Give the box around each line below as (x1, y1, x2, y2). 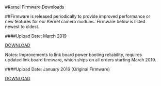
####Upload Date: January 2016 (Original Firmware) (5, 66, 110, 72)
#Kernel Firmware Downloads (5, 4, 64, 10)
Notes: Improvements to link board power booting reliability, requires (5, 52, 142, 57)
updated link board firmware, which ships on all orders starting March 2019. (5, 57, 156, 62)
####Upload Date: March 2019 (5, 33, 67, 39)
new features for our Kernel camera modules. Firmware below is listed (5, 19, 145, 24)
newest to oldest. (5, 24, 40, 29)
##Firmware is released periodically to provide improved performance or (5, 14, 150, 19)
